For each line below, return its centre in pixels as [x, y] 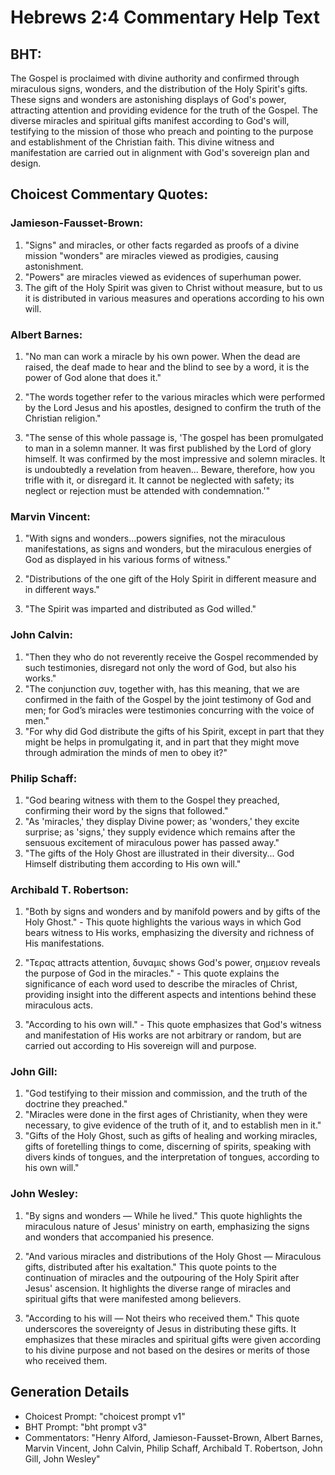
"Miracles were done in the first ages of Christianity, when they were [166, 1115]
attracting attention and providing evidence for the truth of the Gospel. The [164, 110]
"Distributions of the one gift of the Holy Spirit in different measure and [170, 579]
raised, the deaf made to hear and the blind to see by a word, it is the [167, 367]
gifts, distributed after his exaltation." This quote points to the [150, 1267]
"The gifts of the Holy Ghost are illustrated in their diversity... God [159, 853]
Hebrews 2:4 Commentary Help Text [165, 17]
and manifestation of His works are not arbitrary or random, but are [163, 1035]
